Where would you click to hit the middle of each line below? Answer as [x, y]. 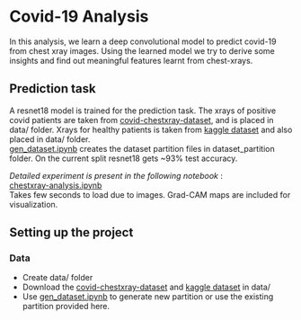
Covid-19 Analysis [79, 17]
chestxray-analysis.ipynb [56, 185]
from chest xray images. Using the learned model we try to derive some [142, 50]
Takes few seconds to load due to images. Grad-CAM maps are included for [150, 194]
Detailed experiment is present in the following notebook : [116, 175]
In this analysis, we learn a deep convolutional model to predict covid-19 [143, 41]
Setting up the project [71, 232]
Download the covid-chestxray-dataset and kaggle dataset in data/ [146, 287]
